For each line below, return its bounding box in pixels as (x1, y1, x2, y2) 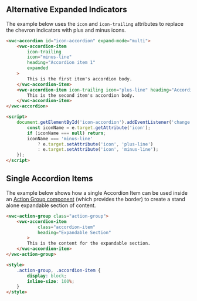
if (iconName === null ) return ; (27, 130, 107, 136)
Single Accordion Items (6, 174, 93, 184)
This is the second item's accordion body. (27, 92, 135, 99)
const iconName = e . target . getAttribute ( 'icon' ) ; (27, 124, 151, 131)
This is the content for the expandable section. (27, 241, 151, 246)
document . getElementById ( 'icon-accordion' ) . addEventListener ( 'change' (16, 120, 193, 126)
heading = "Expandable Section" (37, 229, 111, 235)
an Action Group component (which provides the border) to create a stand (6, 195, 186, 202)
